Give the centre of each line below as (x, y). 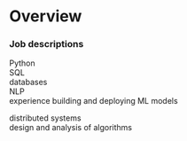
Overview (46, 16)
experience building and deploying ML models (94, 101)
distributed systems (45, 118)
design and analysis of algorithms (71, 128)
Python (22, 63)
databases (28, 82)
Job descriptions (47, 44)
